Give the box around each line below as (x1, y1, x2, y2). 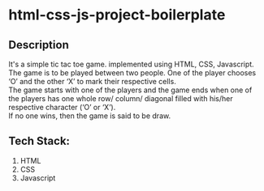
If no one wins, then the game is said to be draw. (8, 111, 171, 121)
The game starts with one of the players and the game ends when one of (8, 85, 253, 95)
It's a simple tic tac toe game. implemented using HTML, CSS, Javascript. (8, 59, 254, 69)
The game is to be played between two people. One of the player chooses (8, 68, 257, 78)
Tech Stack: (8, 134, 71, 148)
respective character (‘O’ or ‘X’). (8, 103, 116, 112)
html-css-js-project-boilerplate (8, 6, 226, 24)
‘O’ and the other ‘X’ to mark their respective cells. (8, 77, 176, 86)
